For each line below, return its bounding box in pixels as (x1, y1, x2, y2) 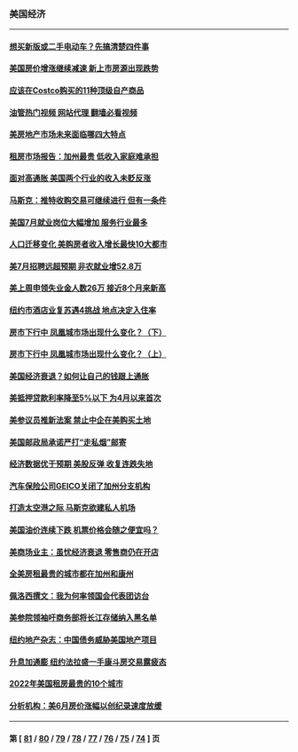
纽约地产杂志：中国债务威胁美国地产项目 (9, 634, 157, 645)
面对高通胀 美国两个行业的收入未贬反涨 (9, 173, 152, 184)
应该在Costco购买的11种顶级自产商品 (9, 85, 145, 96)
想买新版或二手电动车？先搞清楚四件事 (9, 41, 149, 51)
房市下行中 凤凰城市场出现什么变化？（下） (9, 327, 167, 337)
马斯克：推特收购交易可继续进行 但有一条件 (9, 195, 167, 206)
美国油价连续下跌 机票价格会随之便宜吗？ (9, 524, 160, 534)
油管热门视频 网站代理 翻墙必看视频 (9, 107, 137, 117)
